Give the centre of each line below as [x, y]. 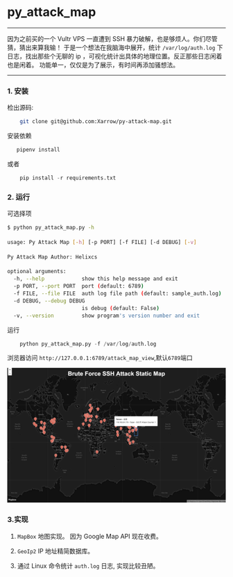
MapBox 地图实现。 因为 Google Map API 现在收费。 [90, 536]
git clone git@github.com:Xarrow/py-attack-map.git [96, 122]
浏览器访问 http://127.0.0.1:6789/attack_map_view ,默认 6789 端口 [100, 358]
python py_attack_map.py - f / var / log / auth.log [88, 344]
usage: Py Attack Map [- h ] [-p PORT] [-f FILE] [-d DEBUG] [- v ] [102, 242]
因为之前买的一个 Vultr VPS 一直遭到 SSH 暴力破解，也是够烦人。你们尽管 [113, 38]
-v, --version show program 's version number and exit [106, 316]
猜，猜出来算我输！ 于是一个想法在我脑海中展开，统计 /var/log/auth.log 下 [115, 47]
